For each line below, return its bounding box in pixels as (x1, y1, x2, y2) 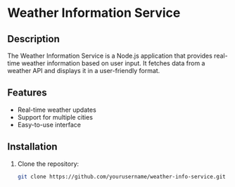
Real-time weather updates (17, 105, 96, 114)
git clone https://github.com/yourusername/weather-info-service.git (17, 173, 227, 180)
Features (7, 86, 47, 99)
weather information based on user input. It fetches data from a (21, 59, 205, 67)
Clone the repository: (17, 160, 80, 168)
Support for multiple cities (17, 112, 94, 121)
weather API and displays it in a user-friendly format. (7, 67, 160, 75)
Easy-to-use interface (17, 120, 82, 129)
